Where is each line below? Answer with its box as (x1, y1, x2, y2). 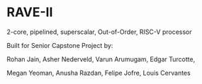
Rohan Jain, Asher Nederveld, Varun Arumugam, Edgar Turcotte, (6, 54, 196, 64)
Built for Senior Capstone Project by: (6, 41, 113, 49)
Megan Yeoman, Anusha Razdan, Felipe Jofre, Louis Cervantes (6, 68, 191, 77)
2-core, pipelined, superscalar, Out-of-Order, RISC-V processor (6, 28, 192, 36)
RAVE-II (6, 4, 53, 20)
